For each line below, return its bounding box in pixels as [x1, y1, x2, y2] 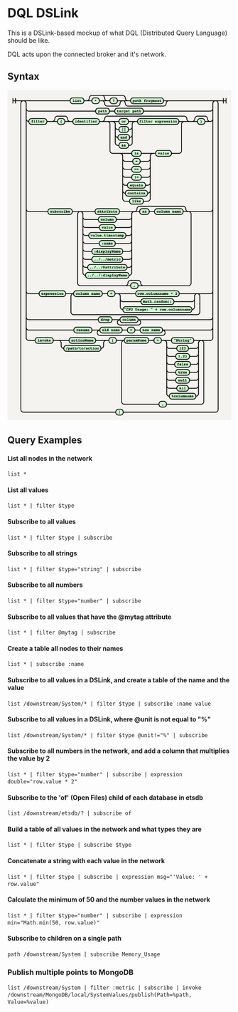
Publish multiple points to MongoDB [7, 967, 134, 977]
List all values [7, 486, 49, 494]
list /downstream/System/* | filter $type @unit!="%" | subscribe [7, 731, 208, 739]
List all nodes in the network [7, 454, 92, 462]
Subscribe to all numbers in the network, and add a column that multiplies [7, 746, 229, 756]
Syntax [7, 71, 40, 83]
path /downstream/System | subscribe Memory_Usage [7, 951, 161, 959]
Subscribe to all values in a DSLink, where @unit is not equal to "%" [7, 715, 212, 724]
